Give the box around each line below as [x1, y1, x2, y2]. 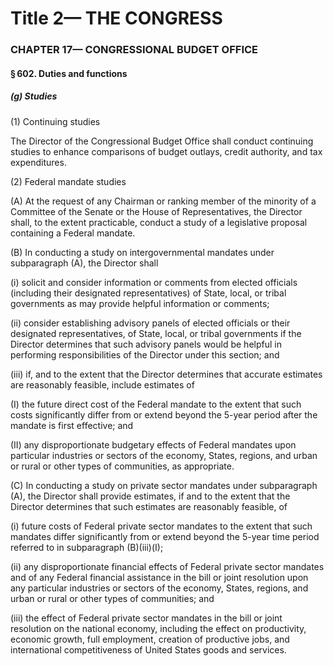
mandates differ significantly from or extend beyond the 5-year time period [10, 530, 320, 542]
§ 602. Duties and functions [10, 67, 128, 79]
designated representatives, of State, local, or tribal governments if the [10, 327, 302, 339]
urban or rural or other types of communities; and [10, 592, 215, 604]
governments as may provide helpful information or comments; [10, 297, 270, 309]
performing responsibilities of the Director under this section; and [10, 348, 280, 361]
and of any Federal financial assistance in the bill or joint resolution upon [10, 571, 309, 583]
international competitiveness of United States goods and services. [10, 643, 287, 656]
